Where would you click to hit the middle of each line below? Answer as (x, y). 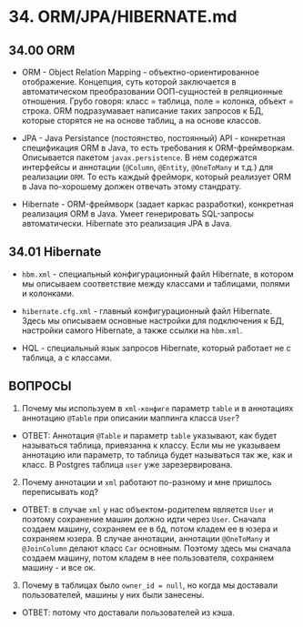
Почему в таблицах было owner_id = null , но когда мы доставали (150, 585)
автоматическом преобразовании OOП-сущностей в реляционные (152, 91)
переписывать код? (60, 491)
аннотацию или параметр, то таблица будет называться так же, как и (157, 455)
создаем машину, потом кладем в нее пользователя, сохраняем (148, 558)
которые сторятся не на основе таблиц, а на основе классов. (141, 121)
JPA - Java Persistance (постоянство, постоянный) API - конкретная (153, 138)
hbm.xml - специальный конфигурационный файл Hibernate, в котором (157, 274)
